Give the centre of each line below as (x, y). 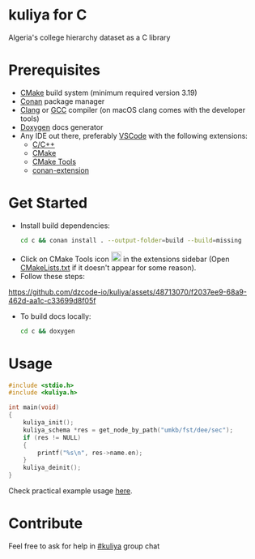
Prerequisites (55, 70)
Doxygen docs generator (62, 127)
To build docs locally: (55, 316)
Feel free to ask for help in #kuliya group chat (84, 546)
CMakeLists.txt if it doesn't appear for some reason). (108, 267)
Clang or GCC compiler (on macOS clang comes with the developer (133, 110)
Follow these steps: (52, 276)
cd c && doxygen (47, 331)
